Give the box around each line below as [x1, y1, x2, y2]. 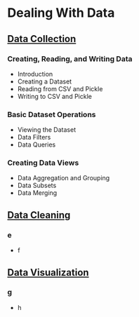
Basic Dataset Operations [7, 109, 96, 119]
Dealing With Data [7, 5, 115, 21]
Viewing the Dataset [17, 126, 76, 134]
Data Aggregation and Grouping [17, 174, 110, 182]
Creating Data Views [7, 158, 79, 168]
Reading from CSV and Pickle [17, 84, 103, 93]
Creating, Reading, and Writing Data [7, 54, 133, 64]
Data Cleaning [7, 209, 71, 221]
